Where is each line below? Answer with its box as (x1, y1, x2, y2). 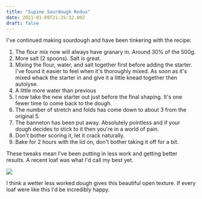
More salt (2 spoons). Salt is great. (15, 55, 102, 62)
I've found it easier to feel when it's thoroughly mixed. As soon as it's (15, 68, 187, 75)
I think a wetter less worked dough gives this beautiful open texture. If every (6, 180, 196, 187)
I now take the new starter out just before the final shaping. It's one (15, 93, 183, 100)
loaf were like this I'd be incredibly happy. (6, 186, 110, 194)
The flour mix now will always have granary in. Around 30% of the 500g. (15, 48, 196, 56)
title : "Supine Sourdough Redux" (6, 8, 91, 15)
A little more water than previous (15, 87, 97, 94)
